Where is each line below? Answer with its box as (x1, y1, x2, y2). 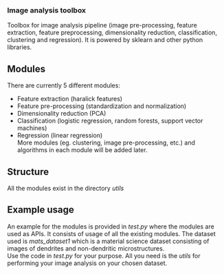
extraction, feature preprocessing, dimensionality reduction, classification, (7, 28, 218, 36)
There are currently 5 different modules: (7, 81, 120, 89)
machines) (16, 124, 47, 132)
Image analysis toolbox (7, 6, 87, 15)
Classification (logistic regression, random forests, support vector (16, 116, 203, 125)
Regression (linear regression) (16, 131, 103, 140)
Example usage (7, 204, 74, 215)
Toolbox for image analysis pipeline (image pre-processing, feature (7, 21, 197, 30)
